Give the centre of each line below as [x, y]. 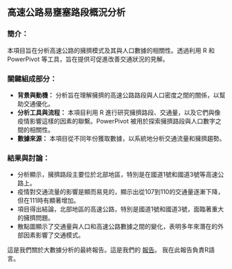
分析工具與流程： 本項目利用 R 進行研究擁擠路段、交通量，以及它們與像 [119, 112]
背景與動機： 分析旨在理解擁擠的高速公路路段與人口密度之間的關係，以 [118, 95]
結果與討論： [29, 158]
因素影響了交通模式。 [54, 235]
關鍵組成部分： [32, 78]
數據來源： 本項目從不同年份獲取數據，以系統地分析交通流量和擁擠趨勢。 [121, 138]
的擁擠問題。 [35, 218]
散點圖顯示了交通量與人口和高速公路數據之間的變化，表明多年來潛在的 [117, 227]
